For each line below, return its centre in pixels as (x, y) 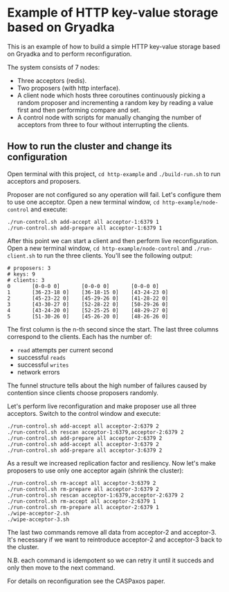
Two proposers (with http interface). (69, 88)
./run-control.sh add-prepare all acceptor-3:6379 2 (85, 450)
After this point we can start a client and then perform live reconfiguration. (113, 240)
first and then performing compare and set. (79, 110)
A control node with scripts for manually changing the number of (109, 117)
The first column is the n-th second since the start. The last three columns (113, 329)
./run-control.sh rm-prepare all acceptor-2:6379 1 (83, 507)
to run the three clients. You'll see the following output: (115, 255)
